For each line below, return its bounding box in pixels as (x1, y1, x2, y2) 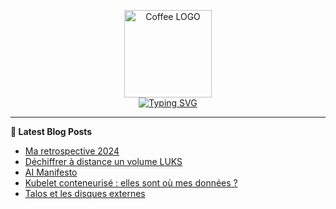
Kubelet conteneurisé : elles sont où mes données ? (24, 177, 238, 189)
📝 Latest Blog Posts (10, 126, 93, 137)
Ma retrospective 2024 (24, 145, 120, 157)
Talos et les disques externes (24, 188, 146, 199)
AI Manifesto (24, 166, 78, 178)
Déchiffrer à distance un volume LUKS (24, 156, 183, 167)
